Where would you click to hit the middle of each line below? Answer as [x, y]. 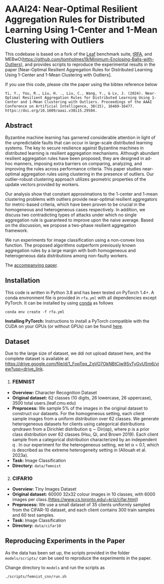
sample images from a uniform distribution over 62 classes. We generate [85, 418]
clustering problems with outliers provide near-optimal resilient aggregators [81, 199]
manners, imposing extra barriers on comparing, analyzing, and [78, 164]
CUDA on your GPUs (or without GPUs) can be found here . [64, 326]
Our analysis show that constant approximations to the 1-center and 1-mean [82, 194]
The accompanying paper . [32, 265]
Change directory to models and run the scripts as [55, 567]
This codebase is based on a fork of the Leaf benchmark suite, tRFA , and [79, 54]
